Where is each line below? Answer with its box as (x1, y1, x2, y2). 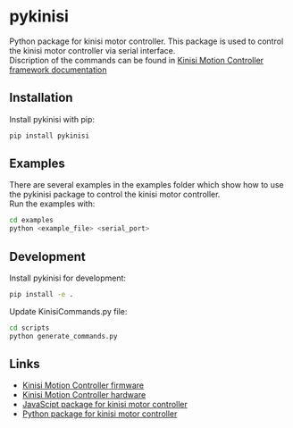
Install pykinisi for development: (9, 273, 127, 283)
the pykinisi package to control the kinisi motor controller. (9, 189, 221, 200)
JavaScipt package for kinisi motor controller (21, 399, 188, 410)
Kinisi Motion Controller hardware (21, 390, 146, 400)
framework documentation (9, 64, 107, 75)
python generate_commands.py (9, 331, 118, 340)
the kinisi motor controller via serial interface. (9, 45, 176, 55)
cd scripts (9, 323, 50, 332)
